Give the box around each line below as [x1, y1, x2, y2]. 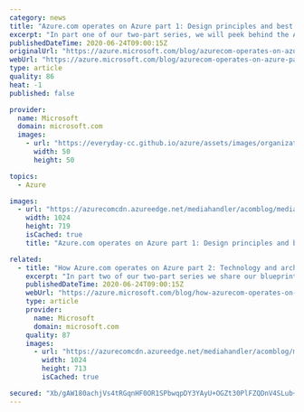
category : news [9, 13, 67, 23]
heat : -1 [9, 80, 43, 89]
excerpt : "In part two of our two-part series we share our [25, 272, 257, 281]
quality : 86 [9, 72, 54, 81]
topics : [9, 172, 39, 181]
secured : [9, 389, 43, 398]
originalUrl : [9, 47, 59, 56]
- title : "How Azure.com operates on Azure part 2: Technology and [17, 263, 278, 272]
